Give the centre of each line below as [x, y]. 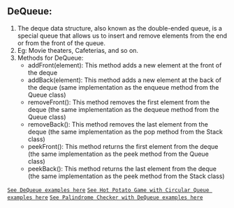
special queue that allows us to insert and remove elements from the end [122, 35]
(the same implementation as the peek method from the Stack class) [126, 176]
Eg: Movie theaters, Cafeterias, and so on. [78, 50]
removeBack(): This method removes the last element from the [118, 124]
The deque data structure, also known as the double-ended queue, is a [119, 28]
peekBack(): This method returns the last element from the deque [122, 168]
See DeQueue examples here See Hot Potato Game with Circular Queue [108, 190]
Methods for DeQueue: [50, 58]
